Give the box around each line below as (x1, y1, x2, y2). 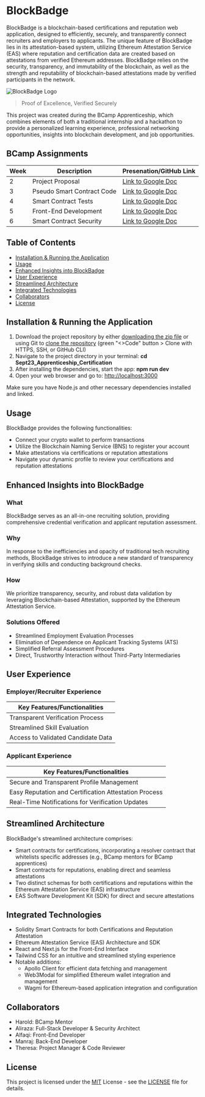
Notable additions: (15, 958, 62, 966)
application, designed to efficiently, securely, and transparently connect (6, 30, 187, 37)
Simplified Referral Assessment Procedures (15, 645, 125, 652)
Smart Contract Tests (32, 197, 93, 205)
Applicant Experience (6, 752, 72, 760)
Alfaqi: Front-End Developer (15, 1031, 85, 1039)
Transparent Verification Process (9, 713, 104, 722)
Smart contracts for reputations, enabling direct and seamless (15, 866, 171, 873)
